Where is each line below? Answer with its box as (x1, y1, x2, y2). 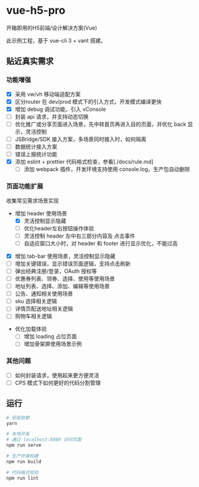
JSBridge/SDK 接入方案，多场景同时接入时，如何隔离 (14, 136, 147, 143)
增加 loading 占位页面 (23, 333, 77, 340)
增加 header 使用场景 (14, 209, 68, 217)
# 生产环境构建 (6, 453, 39, 459)
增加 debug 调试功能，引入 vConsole (14, 106, 106, 113)
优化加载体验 (14, 325, 47, 333)
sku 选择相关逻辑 (14, 297, 58, 305)
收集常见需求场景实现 (6, 197, 59, 204)
